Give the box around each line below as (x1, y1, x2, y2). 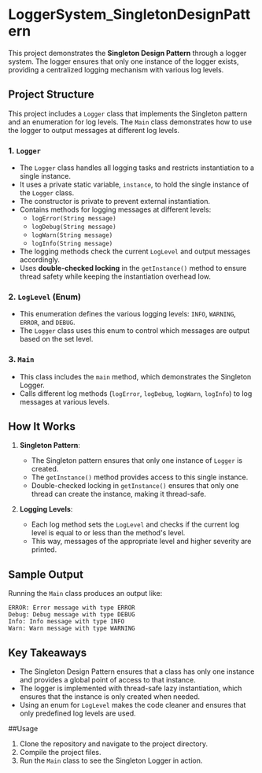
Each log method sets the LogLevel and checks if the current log (31, 520, 240, 529)
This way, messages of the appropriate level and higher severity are (31, 537, 252, 546)
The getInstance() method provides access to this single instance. (31, 472, 249, 482)
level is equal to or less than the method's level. (31, 528, 186, 538)
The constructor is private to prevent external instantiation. (19, 197, 211, 206)
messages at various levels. (19, 397, 110, 406)
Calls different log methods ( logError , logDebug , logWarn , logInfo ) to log (19, 388, 253, 398)
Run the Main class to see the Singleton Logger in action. (19, 756, 203, 765)
